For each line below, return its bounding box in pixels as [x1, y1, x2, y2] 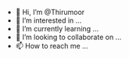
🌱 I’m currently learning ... [15, 24, 99, 33]
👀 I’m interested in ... [15, 16, 82, 25]
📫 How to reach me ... [15, 42, 88, 50]
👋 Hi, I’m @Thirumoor [15, 8, 85, 16]
